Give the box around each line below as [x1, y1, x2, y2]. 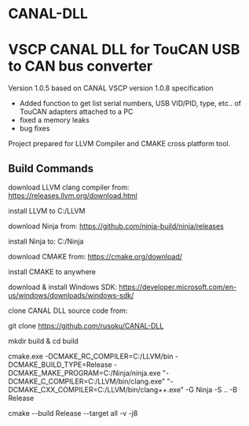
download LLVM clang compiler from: [8, 182, 130, 192]
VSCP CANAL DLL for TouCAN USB [8, 41, 240, 59]
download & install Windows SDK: [8, 282, 118, 292]
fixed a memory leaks [19, 116, 90, 125]
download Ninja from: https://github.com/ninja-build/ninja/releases [8, 221, 224, 230]
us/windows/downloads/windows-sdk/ [8, 290, 134, 299]
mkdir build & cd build [8, 336, 79, 346]
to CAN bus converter [8, 57, 153, 75]
